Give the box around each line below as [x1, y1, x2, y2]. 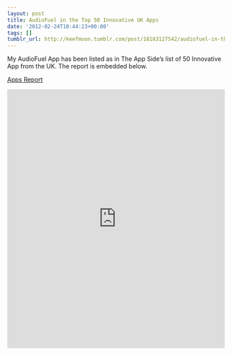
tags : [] [7, 29, 32, 37]
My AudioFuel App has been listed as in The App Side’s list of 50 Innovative [7, 55, 222, 63]
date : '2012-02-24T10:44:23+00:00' [7, 23, 110, 30]
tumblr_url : [7, 36, 41, 43]
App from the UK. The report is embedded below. [7, 62, 148, 70]
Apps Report [7, 75, 43, 84]
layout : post [7, 10, 45, 17]
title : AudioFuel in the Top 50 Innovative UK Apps [7, 17, 159, 23]
